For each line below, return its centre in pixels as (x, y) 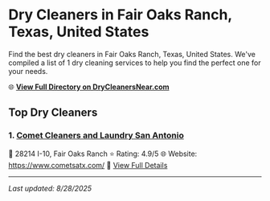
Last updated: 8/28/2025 (50, 188)
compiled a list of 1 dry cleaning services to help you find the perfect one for (135, 63)
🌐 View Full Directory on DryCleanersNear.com (89, 87)
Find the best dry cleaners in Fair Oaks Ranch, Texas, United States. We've (132, 54)
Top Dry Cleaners (53, 113)
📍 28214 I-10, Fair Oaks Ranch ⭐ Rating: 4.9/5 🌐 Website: (103, 154)
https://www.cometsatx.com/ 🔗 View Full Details (88, 165)
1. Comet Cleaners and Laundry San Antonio (96, 136)
